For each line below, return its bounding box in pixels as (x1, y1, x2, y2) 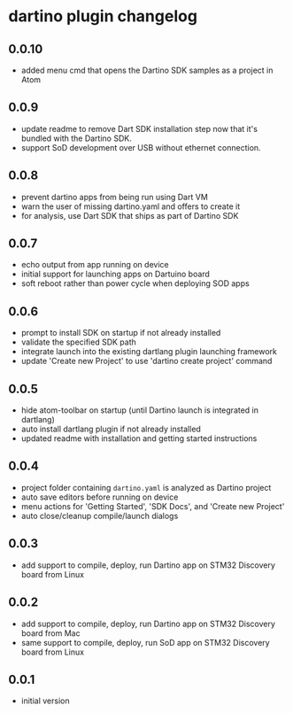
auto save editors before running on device (20, 492, 179, 502)
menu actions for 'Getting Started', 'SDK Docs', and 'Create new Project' (20, 500, 285, 511)
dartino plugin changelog (8, 6, 198, 27)
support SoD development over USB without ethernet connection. (20, 142, 262, 152)
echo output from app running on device (20, 260, 169, 270)
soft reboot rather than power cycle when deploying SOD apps (20, 278, 250, 289)
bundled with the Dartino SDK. (20, 133, 132, 143)
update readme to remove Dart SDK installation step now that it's (20, 123, 258, 134)
